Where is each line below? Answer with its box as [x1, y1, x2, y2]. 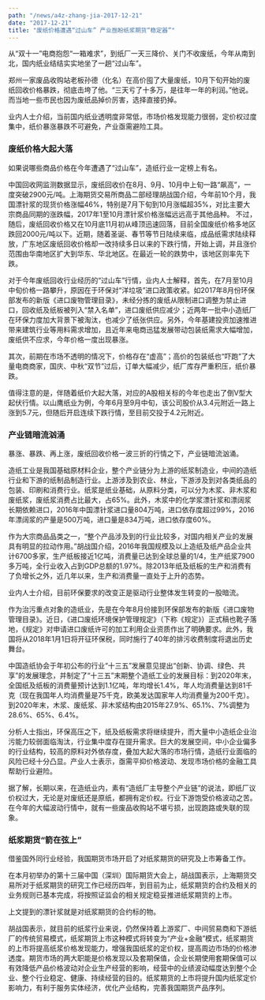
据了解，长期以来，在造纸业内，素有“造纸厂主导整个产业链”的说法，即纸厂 [8, 783, 250, 792]
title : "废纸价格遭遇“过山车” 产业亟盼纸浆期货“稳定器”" [8, 26, 176, 34]
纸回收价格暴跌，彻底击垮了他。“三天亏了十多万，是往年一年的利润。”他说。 [8, 85, 253, 95]
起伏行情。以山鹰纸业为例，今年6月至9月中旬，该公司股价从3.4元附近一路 [8, 398, 248, 407]
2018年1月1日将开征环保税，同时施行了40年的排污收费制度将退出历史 [28, 634, 252, 643]
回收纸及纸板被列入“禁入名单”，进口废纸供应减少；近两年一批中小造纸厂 [21, 305, 256, 314]
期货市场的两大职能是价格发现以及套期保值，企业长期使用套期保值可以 [28, 953, 257, 963]
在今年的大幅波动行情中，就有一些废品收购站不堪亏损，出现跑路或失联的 [8, 803, 243, 812]
